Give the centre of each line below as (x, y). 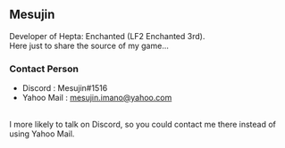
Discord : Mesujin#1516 (65, 88)
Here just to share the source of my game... (89, 45)
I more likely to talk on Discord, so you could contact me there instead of (143, 125)
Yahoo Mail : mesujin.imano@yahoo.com (97, 98)
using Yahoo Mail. (42, 134)
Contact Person (44, 69)
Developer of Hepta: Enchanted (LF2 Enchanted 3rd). (107, 36)
